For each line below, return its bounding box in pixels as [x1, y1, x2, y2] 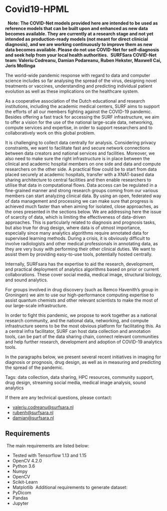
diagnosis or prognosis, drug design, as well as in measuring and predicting [5, 359, 161, 365]
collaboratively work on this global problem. [5, 130, 95, 136]
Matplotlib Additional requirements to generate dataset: [12, 484, 127, 490]
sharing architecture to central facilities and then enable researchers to [5, 177, 151, 183]
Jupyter [12, 500, 29, 506]
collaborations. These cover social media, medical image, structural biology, [5, 271, 162, 277]
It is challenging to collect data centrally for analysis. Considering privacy [5, 139, 156, 146]
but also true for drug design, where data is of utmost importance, [5, 224, 141, 231]
